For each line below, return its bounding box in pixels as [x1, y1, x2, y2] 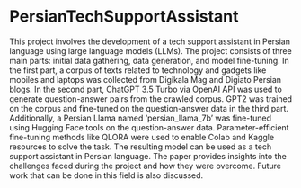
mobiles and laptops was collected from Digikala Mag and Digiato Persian [9, 74, 281, 85]
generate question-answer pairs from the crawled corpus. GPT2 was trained [9, 93, 293, 104]
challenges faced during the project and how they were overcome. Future [9, 160, 281, 171]
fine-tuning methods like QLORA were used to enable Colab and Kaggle [9, 131, 275, 142]
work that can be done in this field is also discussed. [9, 169, 204, 181]
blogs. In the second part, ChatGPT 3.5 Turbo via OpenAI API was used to [9, 84, 283, 94]
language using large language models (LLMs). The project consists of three [9, 45, 292, 56]
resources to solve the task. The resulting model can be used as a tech [9, 141, 272, 152]
